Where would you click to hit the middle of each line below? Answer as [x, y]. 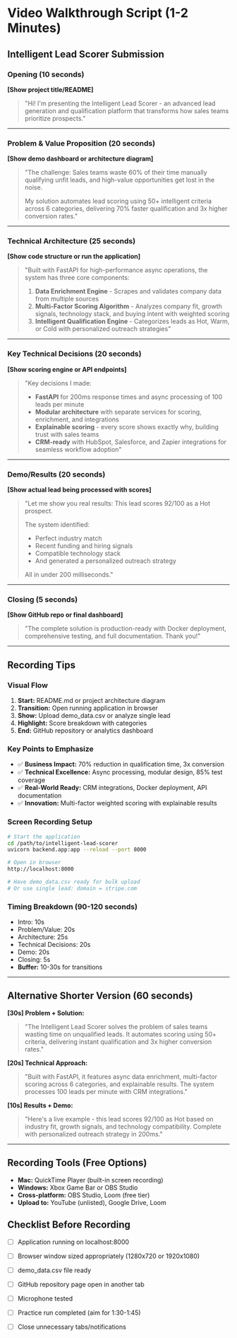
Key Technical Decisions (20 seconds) [74, 354]
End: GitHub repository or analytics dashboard [85, 731]
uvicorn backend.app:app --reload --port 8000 [77, 850]
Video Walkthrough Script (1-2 [98, 13]
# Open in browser [34, 863]
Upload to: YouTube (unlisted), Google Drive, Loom [92, 1202]
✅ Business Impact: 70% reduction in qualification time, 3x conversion [121, 764]
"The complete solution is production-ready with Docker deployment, [126, 629]
